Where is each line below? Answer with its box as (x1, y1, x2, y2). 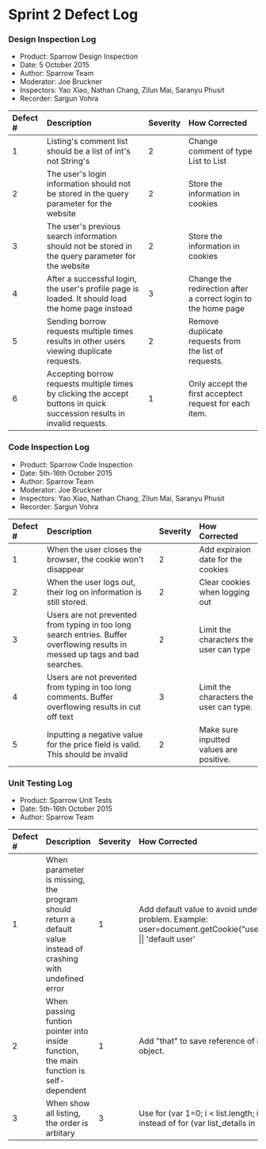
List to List (188, 156, 227, 167)
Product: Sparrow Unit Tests (19, 796, 112, 805)
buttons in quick (46, 398, 107, 409)
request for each (188, 398, 251, 409)
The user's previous (46, 221, 121, 232)
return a (45, 914, 75, 925)
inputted (199, 734, 230, 745)
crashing (45, 953, 79, 964)
